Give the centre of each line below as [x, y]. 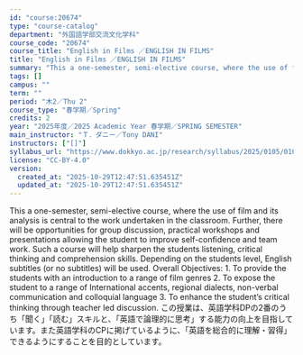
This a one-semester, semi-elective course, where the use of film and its [144, 211]
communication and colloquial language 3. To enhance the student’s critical [150, 297]
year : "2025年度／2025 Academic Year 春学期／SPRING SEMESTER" [126, 127]
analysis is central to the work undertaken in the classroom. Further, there [146, 221]
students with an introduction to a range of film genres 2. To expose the [142, 278]
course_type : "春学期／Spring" [65, 110]
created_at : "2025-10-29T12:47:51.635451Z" [100, 177]
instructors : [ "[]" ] [48, 143]
